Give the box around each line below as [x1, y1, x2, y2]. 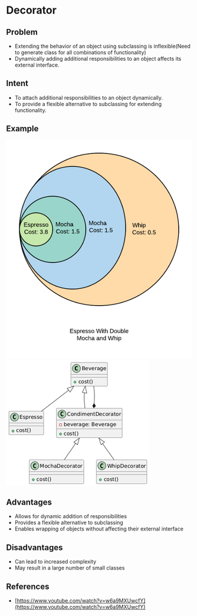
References [6, 581, 50, 591]
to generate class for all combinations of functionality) [14, 49, 146, 56]
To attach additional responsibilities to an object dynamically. [14, 94, 163, 101]
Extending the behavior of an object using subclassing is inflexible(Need [14, 42, 191, 50]
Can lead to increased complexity [14, 558, 97, 565]
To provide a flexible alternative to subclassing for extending [14, 100, 162, 107]
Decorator [6, 4, 57, 17]
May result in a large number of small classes [14, 564, 125, 572]
